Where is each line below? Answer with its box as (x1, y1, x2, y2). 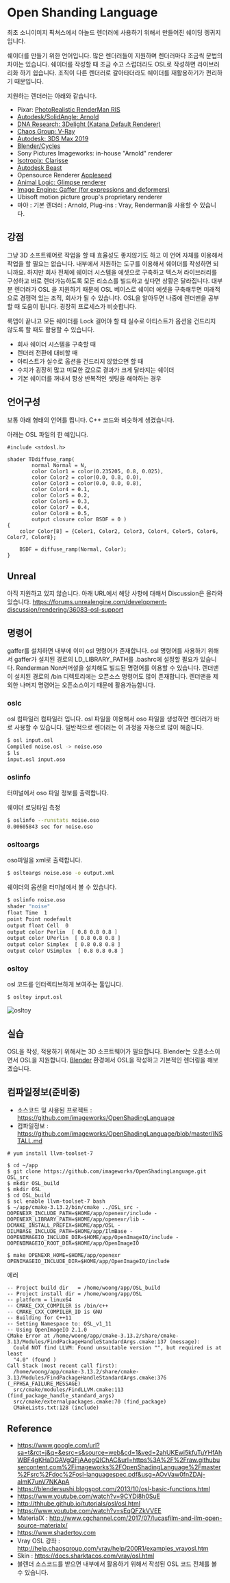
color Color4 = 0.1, (31, 486, 90, 493)
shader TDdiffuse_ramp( (7, 456, 75, 463)
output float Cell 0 (7, 922, 69, 929)
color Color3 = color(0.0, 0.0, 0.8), (31, 479, 142, 487)
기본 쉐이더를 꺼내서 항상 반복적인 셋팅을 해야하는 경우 (16, 374, 162, 382)
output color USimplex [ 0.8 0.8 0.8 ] (7, 947, 125, 955)
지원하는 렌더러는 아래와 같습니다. (7, 91, 97, 100)
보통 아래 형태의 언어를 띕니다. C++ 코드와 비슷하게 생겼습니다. (7, 416, 175, 424)
